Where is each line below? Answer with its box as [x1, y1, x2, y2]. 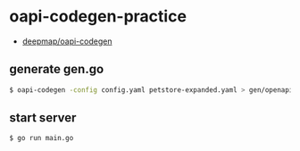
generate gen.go [9, 62, 104, 77]
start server [9, 110, 77, 126]
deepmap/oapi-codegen [21, 36, 112, 46]
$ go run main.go [9, 134, 74, 143]
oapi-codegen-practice [9, 6, 187, 27]
